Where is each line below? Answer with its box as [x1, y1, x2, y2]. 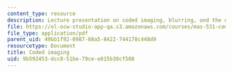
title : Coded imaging [7, 49, 70, 56]
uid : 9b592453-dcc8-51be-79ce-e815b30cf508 [7, 56, 135, 63]
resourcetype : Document [7, 42, 76, 49]
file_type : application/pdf [7, 29, 89, 37]
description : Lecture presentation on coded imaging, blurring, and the [7, 17, 222, 24]
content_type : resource [7, 10, 76, 17]
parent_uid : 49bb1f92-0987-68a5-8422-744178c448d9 [7, 36, 157, 43]
